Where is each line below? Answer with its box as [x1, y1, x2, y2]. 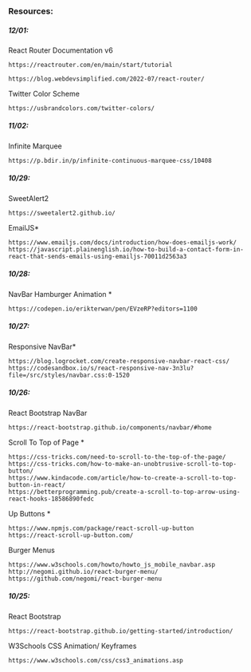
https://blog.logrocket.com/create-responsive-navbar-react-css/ [8, 357, 229, 365]
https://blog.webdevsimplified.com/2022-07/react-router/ [8, 74, 205, 83]
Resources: [8, 6, 53, 17]
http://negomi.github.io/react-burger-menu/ [8, 567, 159, 575]
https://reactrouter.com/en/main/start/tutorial [8, 61, 173, 69]
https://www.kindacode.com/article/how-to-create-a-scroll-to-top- [8, 473, 237, 482]
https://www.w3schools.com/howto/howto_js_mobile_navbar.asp [8, 560, 216, 568]
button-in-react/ [8, 480, 66, 488]
